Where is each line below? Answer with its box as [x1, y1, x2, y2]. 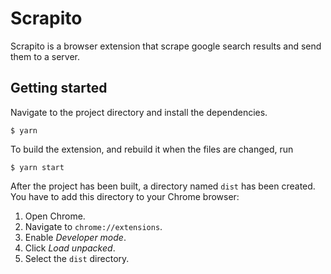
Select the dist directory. [24, 252, 130, 264]
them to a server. [10, 50, 81, 62]
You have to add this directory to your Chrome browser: [10, 190, 240, 202]
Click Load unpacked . [24, 242, 116, 254]
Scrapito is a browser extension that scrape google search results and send [10, 40, 322, 52]
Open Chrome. [24, 210, 86, 222]
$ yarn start [10, 162, 65, 172]
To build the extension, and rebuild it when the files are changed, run [10, 143, 294, 155]
